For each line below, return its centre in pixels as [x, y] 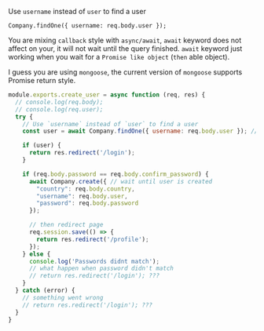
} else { [37, 254]
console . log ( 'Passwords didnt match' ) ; [94, 261]
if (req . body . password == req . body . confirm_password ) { [116, 174]
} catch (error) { [46, 290]
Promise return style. [42, 80]
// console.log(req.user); [59, 109]
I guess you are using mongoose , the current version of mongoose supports [125, 72]
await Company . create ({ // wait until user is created [121, 181]
